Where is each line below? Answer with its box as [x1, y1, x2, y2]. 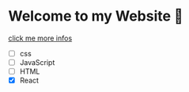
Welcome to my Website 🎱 [8, 7, 183, 25]
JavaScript [19, 58, 55, 67]
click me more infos [8, 33, 73, 43]
